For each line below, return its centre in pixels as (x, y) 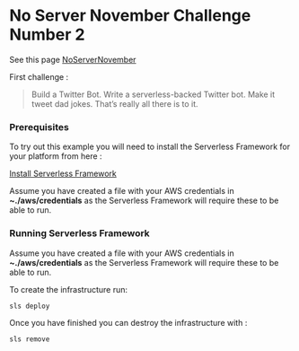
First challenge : (39, 76)
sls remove (30, 339)
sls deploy (30, 306)
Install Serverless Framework (63, 174)
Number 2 (47, 35)
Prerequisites (39, 127)
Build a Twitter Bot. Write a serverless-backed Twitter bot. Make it (153, 94)
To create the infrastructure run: (69, 289)
